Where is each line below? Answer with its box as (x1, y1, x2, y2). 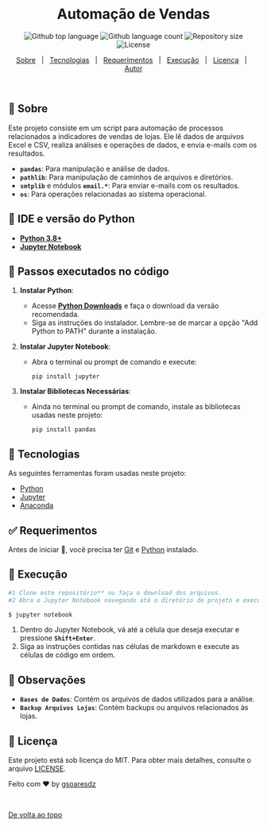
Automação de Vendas (56, 6, 211, 23)
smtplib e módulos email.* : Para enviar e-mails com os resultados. (19, 180, 240, 190)
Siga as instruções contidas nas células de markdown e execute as (19, 642, 240, 651)
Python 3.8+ (19, 233, 62, 243)
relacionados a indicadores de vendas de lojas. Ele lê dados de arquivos (8, 131, 245, 141)
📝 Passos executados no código (8, 265, 169, 278)
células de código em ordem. (19, 650, 115, 660)
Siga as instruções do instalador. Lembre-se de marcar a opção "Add (31, 318, 258, 327)
